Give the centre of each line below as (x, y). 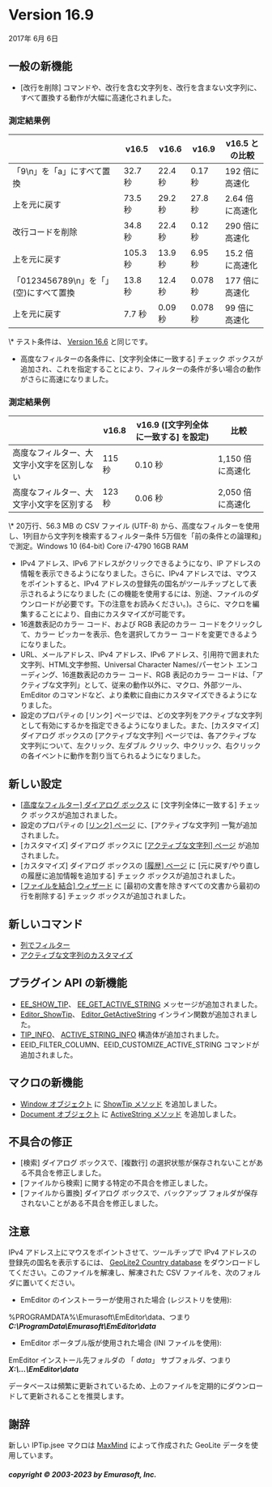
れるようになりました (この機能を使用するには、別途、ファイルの (143, 594)
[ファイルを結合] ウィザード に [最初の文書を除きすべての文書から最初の (140, 886)
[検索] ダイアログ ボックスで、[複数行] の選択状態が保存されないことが (138, 1163)
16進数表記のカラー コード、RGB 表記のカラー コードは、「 (159, 675)
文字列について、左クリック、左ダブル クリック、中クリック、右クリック (140, 746)
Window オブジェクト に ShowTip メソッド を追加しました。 (121, 1104)
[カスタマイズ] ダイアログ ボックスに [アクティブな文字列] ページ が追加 (140, 846)
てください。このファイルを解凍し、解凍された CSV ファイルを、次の (124, 1272)
